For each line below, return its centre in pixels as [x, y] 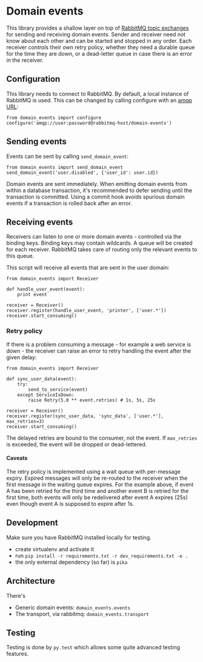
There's [16, 595]
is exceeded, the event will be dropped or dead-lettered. [77, 444]
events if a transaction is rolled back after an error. [69, 203]
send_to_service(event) [58, 389]
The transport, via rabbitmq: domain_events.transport [82, 614]
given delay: [22, 357]
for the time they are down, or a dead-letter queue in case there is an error [99, 53]
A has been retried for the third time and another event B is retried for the [98, 491]
